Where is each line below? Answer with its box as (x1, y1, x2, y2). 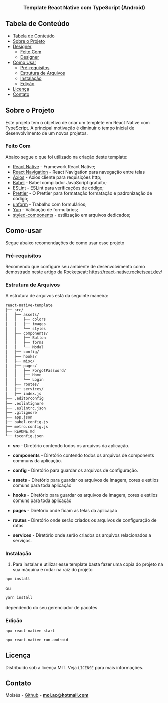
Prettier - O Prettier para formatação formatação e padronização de (12, 190, 152, 196)
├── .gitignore (5, 410, 37, 415)
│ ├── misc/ (5, 358, 35, 364)
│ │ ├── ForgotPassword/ (5, 368, 66, 373)
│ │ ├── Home (5, 373, 42, 378)
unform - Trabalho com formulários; (12, 201, 87, 207)
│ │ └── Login (5, 377, 44, 382)
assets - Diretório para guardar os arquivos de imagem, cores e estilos (12, 477, 159, 483)
